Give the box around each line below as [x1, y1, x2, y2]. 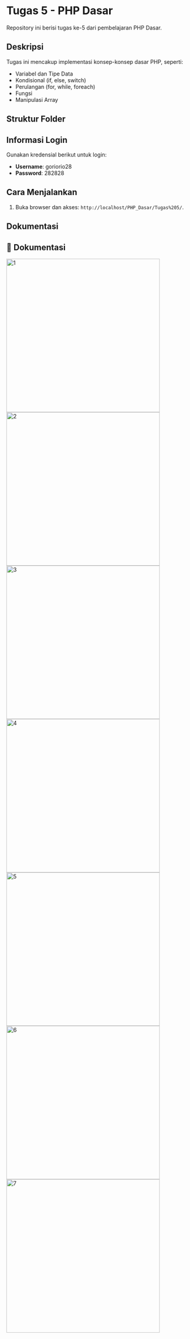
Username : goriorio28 [15, 163, 72, 170]
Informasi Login [6, 134, 68, 145]
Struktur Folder [6, 114, 66, 125]
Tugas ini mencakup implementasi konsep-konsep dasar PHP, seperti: [6, 58, 183, 65]
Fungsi [15, 90, 32, 97]
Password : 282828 [15, 169, 64, 177]
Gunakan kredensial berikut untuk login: [6, 151, 107, 158]
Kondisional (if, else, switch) [15, 76, 86, 83]
